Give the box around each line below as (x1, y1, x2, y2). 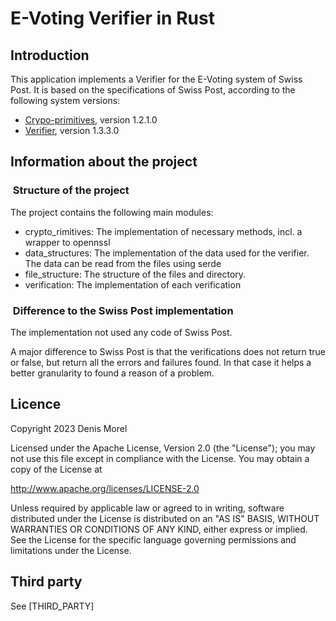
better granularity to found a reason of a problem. (10, 367, 215, 379)
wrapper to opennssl (24, 236, 111, 248)
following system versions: (10, 95, 121, 106)
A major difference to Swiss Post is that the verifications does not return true (10, 345, 326, 357)
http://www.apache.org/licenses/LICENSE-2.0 (10, 482, 200, 494)
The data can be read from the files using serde (24, 257, 222, 269)
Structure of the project (12, 183, 130, 197)
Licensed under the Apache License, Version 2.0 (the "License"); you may (10, 442, 316, 454)
